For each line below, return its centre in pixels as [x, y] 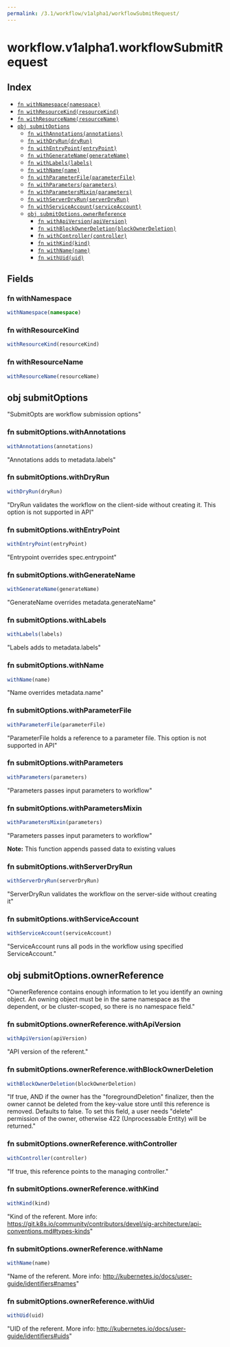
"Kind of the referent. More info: [52, 1216]
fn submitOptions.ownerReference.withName [85, 1249]
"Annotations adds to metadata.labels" [61, 459]
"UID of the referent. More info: [51, 1329]
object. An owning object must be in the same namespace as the [99, 999]
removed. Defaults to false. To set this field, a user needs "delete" [100, 1111]
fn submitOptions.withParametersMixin [75, 808]
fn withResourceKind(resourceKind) [68, 112]
